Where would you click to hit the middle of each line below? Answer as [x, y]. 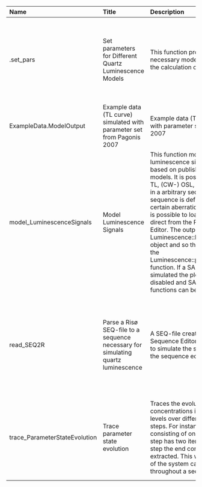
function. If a [168, 267]
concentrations [171, 411]
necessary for [122, 345]
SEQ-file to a [121, 330]
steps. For [164, 426]
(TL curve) [118, 115]
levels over [165, 419]
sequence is [167, 200]
